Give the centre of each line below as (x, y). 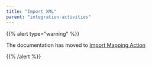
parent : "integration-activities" (49, 17)
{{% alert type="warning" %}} (43, 33)
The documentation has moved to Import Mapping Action (76, 45)
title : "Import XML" (32, 11)
